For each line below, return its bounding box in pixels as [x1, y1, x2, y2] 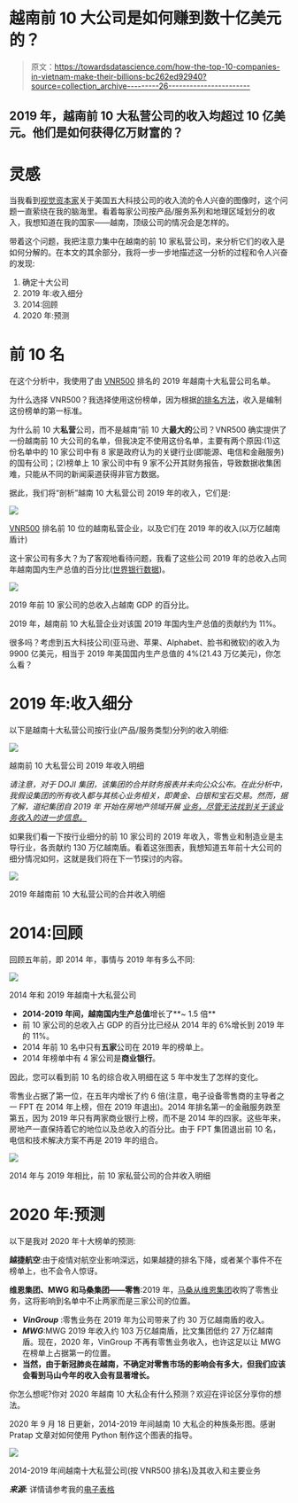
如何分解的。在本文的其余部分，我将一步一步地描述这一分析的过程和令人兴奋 [9, 247, 288, 258]
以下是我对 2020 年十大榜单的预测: [9, 1236, 136, 1247]
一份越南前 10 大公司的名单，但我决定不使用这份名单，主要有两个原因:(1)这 [9, 435, 281, 446]
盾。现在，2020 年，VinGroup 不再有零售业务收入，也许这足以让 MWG [21, 1336, 281, 1348]
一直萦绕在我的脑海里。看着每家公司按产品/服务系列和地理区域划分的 [16, 206, 268, 217]
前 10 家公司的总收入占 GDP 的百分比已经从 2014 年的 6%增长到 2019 [21, 1020, 275, 1030]
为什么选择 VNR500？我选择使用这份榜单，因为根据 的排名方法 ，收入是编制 [9, 395, 283, 405]
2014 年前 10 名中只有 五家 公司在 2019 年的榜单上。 [21, 1042, 209, 1053]
